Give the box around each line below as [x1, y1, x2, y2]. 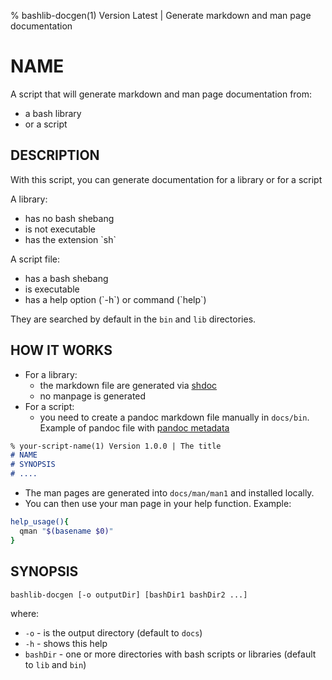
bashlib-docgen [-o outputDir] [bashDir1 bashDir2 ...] [10, 590, 248, 600]
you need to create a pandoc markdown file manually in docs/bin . [39, 411, 310, 423]
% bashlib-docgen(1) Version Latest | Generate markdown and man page [10, 10, 312, 21]
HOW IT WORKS [10, 342, 113, 359]
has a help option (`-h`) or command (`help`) [24, 293, 207, 305]
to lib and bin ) [24, 659, 87, 671]
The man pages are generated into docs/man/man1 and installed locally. [24, 487, 315, 499]
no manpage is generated [39, 390, 147, 402]
